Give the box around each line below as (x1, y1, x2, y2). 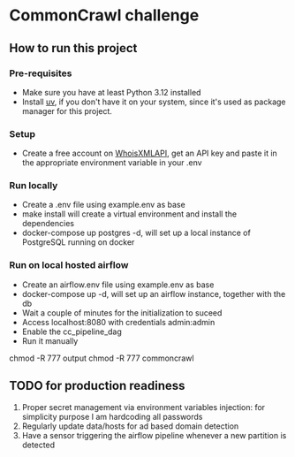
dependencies (21, 218, 75, 229)
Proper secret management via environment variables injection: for (21, 401, 266, 412)
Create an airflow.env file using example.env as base (21, 279, 215, 290)
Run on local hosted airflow (9, 259, 129, 271)
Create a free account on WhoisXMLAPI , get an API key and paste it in (21, 148, 278, 159)
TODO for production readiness (9, 378, 185, 393)
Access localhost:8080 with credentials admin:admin (21, 316, 216, 327)
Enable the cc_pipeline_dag (21, 326, 122, 337)
